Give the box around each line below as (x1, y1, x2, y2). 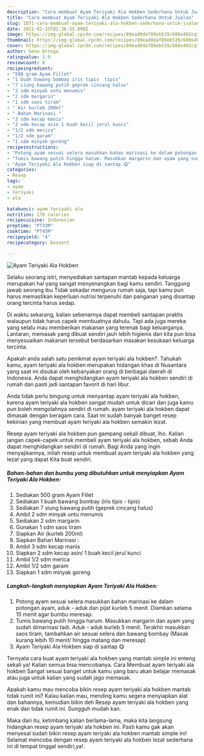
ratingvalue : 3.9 (7, 54, 51, 60)
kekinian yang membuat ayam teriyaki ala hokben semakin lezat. (7, 418, 168, 425)
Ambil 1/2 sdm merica (15, 555, 70, 563)
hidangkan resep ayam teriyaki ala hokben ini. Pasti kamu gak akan (7, 723, 174, 731)
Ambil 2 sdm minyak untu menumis (15, 510, 104, 518)
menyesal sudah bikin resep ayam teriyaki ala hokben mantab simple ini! (7, 729, 187, 737)
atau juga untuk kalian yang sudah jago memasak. (7, 674, 132, 681)
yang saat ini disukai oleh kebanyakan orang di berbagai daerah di (7, 367, 173, 375)
